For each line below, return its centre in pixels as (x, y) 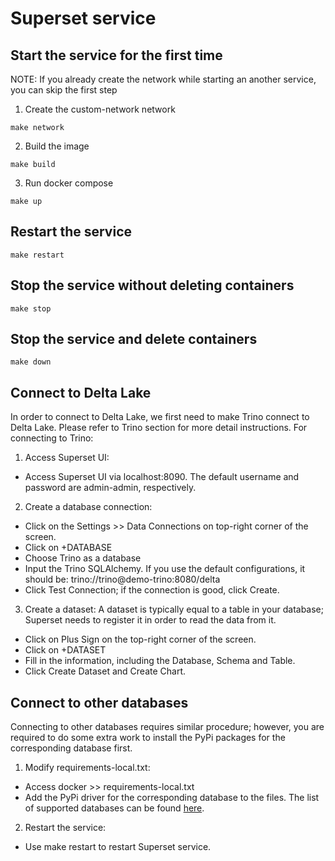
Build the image (57, 146)
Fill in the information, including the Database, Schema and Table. (160, 661)
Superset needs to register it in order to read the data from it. (150, 620)
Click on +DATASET (65, 650)
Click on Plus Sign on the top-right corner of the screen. (140, 639)
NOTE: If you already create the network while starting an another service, (163, 79)
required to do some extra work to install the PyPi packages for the (148, 738)
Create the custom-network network (100, 109)
